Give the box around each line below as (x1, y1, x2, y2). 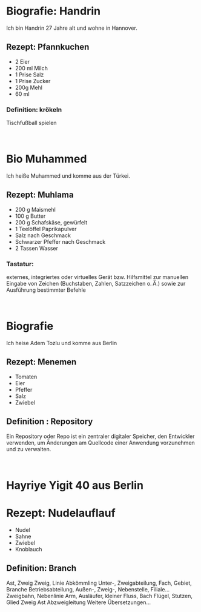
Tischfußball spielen (6, 119, 57, 127)
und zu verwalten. (6, 445, 51, 452)
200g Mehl (15, 84, 42, 91)
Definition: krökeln (6, 105, 62, 113)
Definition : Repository (6, 417, 93, 427)
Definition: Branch (6, 563, 77, 574)
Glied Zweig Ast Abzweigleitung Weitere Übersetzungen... (6, 599, 151, 606)
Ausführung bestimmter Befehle (6, 286, 86, 294)
